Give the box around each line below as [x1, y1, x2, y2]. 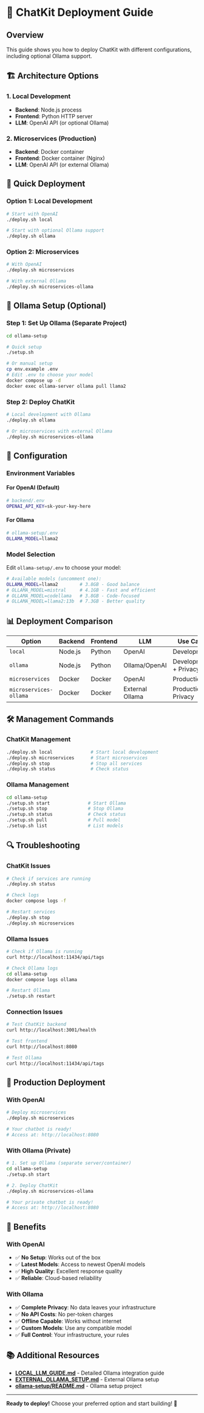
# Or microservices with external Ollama [6, 428, 113, 434]
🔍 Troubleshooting [6, 840, 80, 851]
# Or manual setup [6, 360, 53, 367]
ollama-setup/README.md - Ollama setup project [15, 1383, 142, 1390]
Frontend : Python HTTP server [15, 112, 93, 120]
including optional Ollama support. [6, 52, 92, 60]
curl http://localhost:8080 [6, 1044, 78, 1050]
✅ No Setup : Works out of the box [15, 1253, 101, 1261]
